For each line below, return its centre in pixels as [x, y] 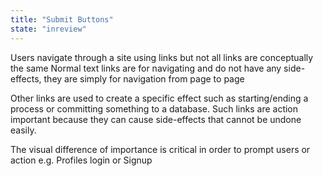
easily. [23, 130]
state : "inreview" [48, 29]
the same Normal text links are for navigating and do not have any [146, 68]
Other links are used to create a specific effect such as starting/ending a [159, 98]
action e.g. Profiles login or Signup [81, 160]
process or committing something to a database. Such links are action [154, 108]
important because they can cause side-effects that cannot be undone [156, 119]
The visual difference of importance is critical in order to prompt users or [160, 149]
